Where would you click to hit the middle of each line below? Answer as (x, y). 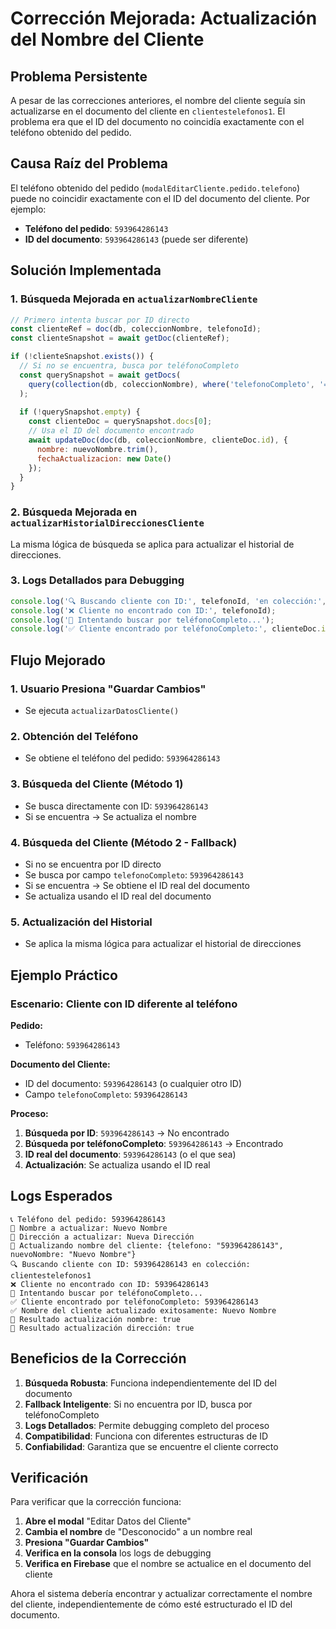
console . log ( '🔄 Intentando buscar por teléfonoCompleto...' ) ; (142, 620)
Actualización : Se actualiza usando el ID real (117, 1164)
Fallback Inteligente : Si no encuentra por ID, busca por (138, 1404)
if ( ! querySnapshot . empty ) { (80, 412)
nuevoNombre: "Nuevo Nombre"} (73, 1254)
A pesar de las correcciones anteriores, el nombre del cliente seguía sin (158, 100)
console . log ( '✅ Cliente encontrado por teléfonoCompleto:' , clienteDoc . (166, 629)
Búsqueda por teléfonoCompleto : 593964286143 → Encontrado (154, 1143)
